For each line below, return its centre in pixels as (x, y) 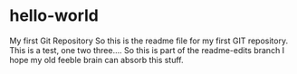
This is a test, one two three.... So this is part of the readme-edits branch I (147, 50)
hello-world (54, 16)
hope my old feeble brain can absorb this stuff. (96, 60)
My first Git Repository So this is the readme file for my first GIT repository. (148, 41)
